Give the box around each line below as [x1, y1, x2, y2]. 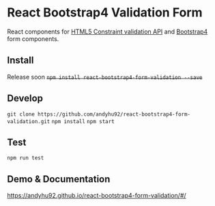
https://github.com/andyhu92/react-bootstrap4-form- [37, 111, 191, 118]
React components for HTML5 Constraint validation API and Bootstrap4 [7, 27, 208, 36]
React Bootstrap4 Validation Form [7, 5, 203, 21]
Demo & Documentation [7, 173, 111, 185]
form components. [7, 34, 59, 42]
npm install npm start [51, 118, 115, 125]
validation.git [7, 118, 51, 125]
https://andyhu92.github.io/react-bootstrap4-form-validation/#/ [7, 192, 186, 200]
